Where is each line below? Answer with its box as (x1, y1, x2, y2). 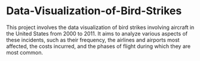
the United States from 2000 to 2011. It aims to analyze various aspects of (6, 30, 188, 37)
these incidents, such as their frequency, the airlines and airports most (6, 36, 180, 43)
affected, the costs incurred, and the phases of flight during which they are (6, 43, 191, 50)
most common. (6, 49, 44, 56)
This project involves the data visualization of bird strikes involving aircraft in (6, 24, 195, 31)
